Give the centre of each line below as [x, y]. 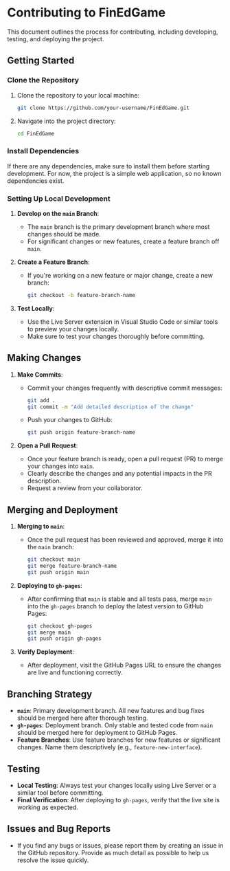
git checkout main [54, 560]
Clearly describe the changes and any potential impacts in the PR [120, 474]
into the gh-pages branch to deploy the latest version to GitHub [115, 606]
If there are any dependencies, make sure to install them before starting [108, 166]
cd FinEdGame [36, 133]
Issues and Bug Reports [59, 829]
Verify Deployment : [45, 652]
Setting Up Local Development [59, 199]
